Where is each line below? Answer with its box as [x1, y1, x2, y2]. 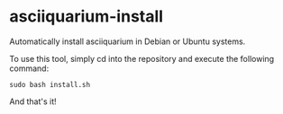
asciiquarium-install [9, 6, 164, 27]
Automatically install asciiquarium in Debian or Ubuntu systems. [9, 36, 246, 47]
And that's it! [9, 96, 57, 107]
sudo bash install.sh [9, 80, 91, 89]
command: [9, 63, 50, 74]
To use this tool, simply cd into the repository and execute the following [9, 53, 275, 64]
